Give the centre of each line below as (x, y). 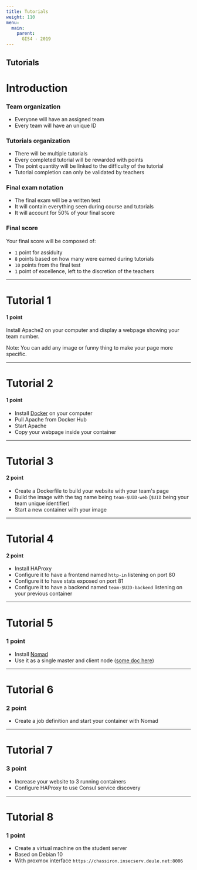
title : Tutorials (27, 11)
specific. (17, 354)
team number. (23, 337)
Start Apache (30, 426)
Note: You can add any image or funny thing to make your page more (89, 348)
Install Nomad (31, 654)
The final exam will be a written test (57, 200)
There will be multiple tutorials (51, 154)
